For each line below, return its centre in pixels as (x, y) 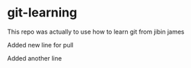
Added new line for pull (41, 45)
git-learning (42, 13)
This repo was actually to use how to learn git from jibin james (96, 32)
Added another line (35, 58)
